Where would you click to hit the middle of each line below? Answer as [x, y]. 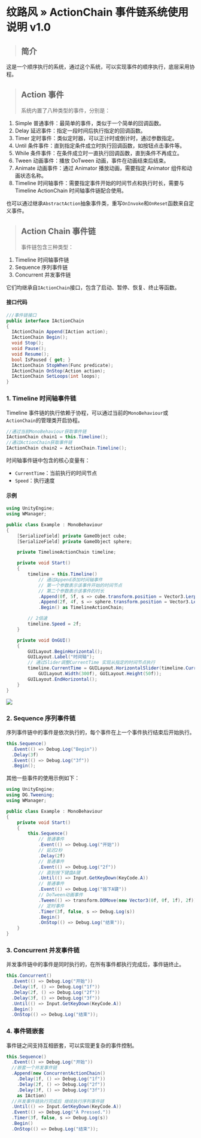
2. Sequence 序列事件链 [41, 718]
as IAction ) [32, 1095]
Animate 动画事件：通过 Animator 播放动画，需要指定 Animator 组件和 [101, 168]
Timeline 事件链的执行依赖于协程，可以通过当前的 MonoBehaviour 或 [87, 412]
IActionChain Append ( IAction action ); [60, 332]
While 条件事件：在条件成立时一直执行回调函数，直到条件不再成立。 [98, 153]
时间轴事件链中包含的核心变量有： [48, 460]
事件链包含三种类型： [47, 247]
